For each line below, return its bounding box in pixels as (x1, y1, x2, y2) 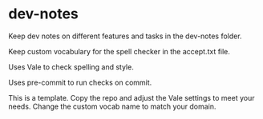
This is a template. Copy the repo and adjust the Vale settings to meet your (8, 93, 255, 102)
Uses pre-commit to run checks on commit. (8, 77, 152, 87)
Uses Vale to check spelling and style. (8, 61, 134, 72)
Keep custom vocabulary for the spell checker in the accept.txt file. (8, 46, 231, 56)
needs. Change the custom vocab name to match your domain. (8, 101, 216, 111)
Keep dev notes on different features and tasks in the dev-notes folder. (8, 31, 242, 41)
